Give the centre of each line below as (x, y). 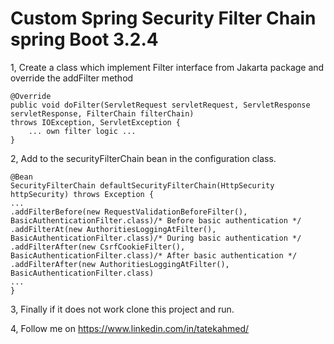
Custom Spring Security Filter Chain (163, 18)
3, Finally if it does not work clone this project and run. (122, 309)
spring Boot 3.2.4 (84, 39)
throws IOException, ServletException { (96, 122)
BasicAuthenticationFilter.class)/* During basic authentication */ (156, 238)
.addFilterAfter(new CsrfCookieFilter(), (98, 247)
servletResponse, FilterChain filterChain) (102, 113)
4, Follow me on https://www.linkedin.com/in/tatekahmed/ (130, 328)
